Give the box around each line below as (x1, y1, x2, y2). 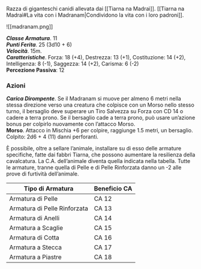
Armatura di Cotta (9, 234, 60, 242)
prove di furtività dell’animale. (6, 170, 79, 177)
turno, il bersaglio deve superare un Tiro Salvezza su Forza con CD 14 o (6, 108, 184, 115)
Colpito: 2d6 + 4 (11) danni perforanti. (6, 133, 99, 140)
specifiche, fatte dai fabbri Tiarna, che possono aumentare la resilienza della (6, 151, 196, 158)
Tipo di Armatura (23, 185, 74, 193)
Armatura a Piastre (9, 253, 62, 261)
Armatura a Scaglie (9, 224, 64, 232)
